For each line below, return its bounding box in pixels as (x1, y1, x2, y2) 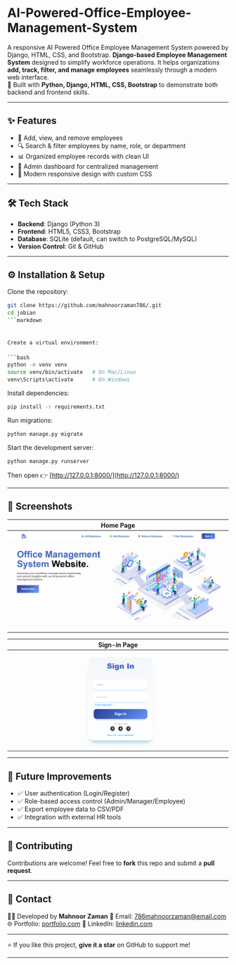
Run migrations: (7, 416, 53, 425)
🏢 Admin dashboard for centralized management (17, 162, 159, 170)
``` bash (7, 354, 30, 361)
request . (7, 866, 33, 874)
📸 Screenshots (7, 500, 73, 512)
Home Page (100, 521, 136, 529)
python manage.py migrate (7, 430, 83, 437)
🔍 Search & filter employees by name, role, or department (17, 141, 186, 150)
